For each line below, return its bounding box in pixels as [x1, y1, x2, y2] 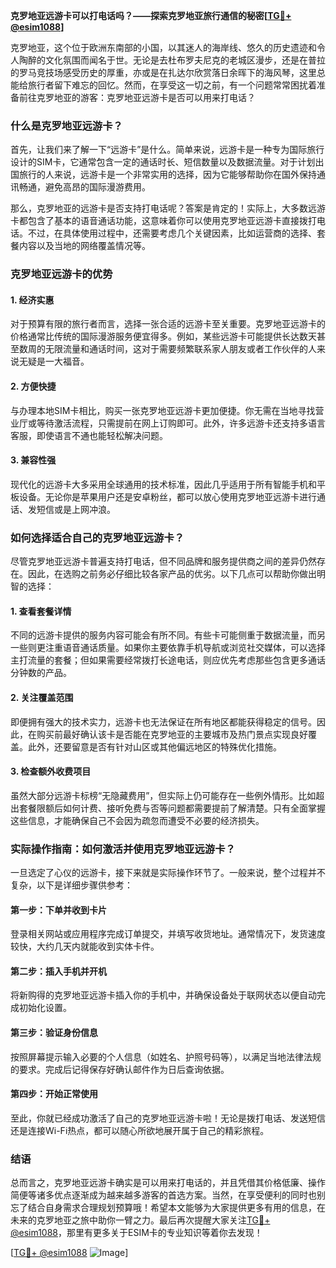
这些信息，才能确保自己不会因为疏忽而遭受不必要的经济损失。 [10, 814, 265, 826]
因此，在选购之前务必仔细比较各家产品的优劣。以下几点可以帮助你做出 [27, 568, 317, 580]
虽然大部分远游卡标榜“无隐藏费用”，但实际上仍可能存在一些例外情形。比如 [10, 789, 317, 801]
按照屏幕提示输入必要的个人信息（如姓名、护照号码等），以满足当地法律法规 [10, 1050, 322, 1063]
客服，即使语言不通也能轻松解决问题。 [10, 429, 168, 441]
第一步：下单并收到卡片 [10, 904, 107, 916]
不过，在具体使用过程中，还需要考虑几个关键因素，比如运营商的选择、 [27, 227, 317, 239]
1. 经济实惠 [10, 294, 55, 306]
